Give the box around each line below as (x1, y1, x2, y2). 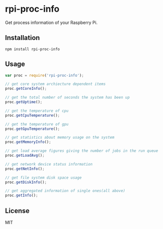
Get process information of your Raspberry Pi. (5, 20, 98, 25)
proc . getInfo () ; (5, 193, 38, 198)
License (5, 207, 30, 215)
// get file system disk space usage (5, 175, 82, 180)
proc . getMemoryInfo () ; (5, 140, 51, 145)
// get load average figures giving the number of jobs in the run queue (5, 148, 159, 153)
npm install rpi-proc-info (5, 46, 60, 52)
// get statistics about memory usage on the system (5, 135, 115, 140)
